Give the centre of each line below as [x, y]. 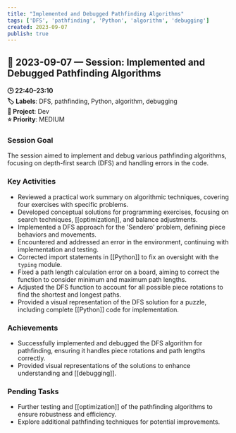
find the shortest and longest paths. [69, 295]
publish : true [28, 34]
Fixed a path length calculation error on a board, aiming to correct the [118, 272]
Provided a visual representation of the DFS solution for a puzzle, [112, 302]
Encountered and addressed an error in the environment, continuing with [123, 242]
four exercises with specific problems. [73, 204]
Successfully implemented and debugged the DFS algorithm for [110, 343]
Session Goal [30, 140]
